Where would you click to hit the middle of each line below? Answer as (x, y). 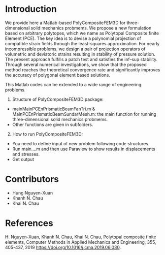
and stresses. (26, 154)
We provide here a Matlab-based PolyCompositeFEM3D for (65, 23)
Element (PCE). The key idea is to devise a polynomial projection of (73, 38)
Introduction (31, 9)
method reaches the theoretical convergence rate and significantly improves (82, 69)
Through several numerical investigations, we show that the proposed (76, 64)
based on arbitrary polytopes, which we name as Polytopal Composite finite (82, 33)
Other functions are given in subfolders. (53, 125)
